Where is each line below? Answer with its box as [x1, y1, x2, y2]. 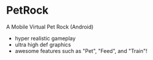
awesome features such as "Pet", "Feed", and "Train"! [14, 47, 148, 54]
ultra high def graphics [14, 41, 71, 48]
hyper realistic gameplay [14, 34, 76, 42]
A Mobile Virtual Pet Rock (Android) [6, 23, 94, 30]
